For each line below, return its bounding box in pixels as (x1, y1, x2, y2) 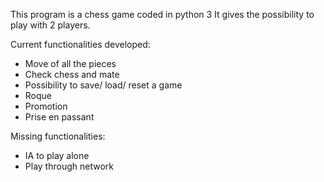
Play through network (24, 160, 114, 172)
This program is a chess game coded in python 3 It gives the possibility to (10, 9, 315, 20)
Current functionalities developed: (10, 39, 151, 50)
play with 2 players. (10, 19, 91, 31)
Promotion (24, 100, 68, 112)
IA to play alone (24, 150, 90, 161)
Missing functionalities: (10, 130, 106, 142)
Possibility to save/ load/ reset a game (24, 79, 183, 91)
